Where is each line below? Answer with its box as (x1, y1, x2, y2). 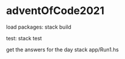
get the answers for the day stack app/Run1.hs (6, 46, 119, 53)
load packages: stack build (6, 23, 72, 30)
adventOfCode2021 (6, 4, 104, 18)
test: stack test (6, 34, 42, 41)
